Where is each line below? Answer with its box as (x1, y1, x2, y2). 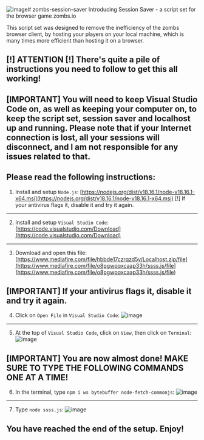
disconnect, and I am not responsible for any (6, 142, 178, 152)
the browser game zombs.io (6, 12, 76, 19)
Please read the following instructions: (6, 172, 156, 183)
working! (6, 74, 41, 84)
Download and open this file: (15, 249, 87, 256)
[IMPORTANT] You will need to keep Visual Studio (6, 94, 198, 105)
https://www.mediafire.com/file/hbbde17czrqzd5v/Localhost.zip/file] (17, 256, 188, 263)
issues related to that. (6, 151, 91, 161)
